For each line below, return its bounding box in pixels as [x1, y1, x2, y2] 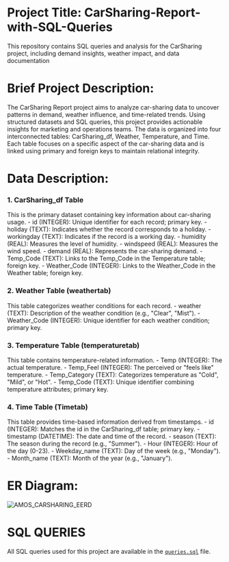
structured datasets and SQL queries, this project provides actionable [7, 118, 203, 126]
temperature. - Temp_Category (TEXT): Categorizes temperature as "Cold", [7, 370, 219, 379]
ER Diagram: [7, 478, 79, 494]
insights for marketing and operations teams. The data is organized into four [7, 125, 221, 133]
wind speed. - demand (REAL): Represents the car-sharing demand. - [7, 247, 203, 255]
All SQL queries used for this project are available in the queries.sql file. [7, 548, 211, 556]
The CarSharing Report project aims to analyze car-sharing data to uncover [7, 103, 219, 111]
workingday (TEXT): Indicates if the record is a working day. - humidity [7, 233, 206, 241]
